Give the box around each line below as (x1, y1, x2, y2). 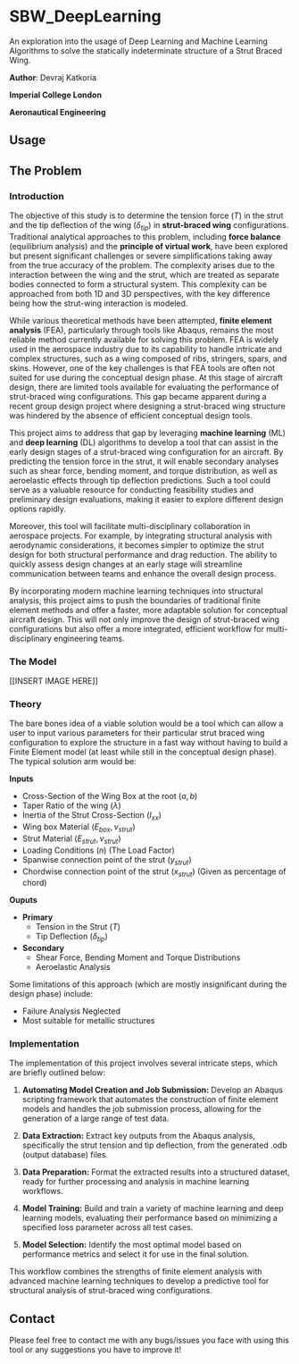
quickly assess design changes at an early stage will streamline (9, 559, 243, 569)
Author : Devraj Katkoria (9, 72, 96, 82)
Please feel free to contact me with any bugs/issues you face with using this (9, 1335, 290, 1346)
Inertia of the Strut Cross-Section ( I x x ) (21, 810, 162, 823)
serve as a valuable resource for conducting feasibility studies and (9, 484, 254, 495)
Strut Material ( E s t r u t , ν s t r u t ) (21, 833, 121, 846)
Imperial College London (9, 89, 103, 100)
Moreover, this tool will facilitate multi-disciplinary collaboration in (9, 520, 251, 531)
